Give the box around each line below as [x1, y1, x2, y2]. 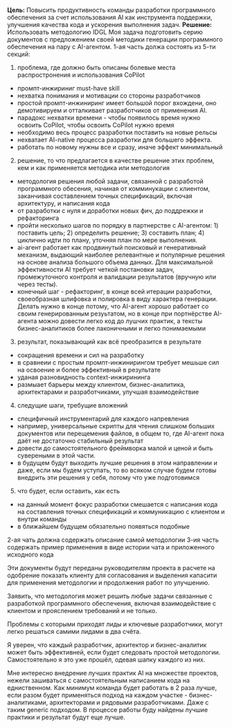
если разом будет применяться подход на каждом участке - [7, 691, 188, 699]
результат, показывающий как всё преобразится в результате [17, 338, 202, 345]
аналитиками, [7, 698, 48, 707]
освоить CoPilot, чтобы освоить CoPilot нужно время [17, 121, 175, 129]
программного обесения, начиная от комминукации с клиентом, [17, 185, 211, 192]
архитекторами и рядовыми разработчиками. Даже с [49, 698, 209, 707]
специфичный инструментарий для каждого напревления [17, 415, 189, 423]
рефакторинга [17, 214, 60, 222]
